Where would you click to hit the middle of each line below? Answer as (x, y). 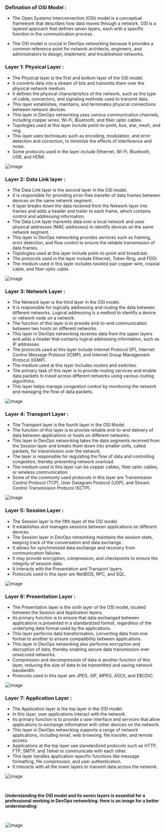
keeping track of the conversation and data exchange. (67, 542)
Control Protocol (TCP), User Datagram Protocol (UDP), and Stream (81, 483)
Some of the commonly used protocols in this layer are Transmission (82, 478)
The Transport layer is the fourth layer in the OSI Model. (69, 425)
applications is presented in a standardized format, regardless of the (82, 623)
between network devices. (39, 109)
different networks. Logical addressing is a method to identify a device (84, 313)
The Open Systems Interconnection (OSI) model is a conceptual (77, 18)
